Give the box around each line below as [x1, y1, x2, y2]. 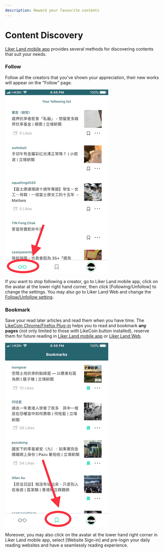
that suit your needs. [5, 51, 47, 57]
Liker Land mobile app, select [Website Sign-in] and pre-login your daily [5, 537, 150, 543]
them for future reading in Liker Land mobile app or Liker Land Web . [5, 333, 142, 339]
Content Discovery [5, 29, 83, 41]
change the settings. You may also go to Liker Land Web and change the [5, 289, 151, 294]
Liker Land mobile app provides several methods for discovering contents [5, 46, 154, 52]
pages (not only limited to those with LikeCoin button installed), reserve [5, 328, 149, 334]
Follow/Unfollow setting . [5, 294, 54, 300]
